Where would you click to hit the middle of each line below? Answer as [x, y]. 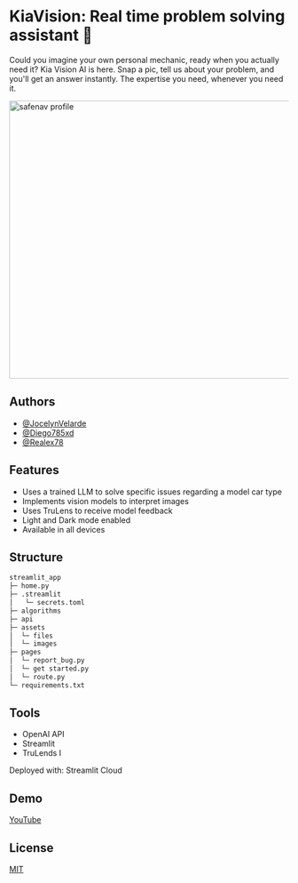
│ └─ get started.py [49, 669]
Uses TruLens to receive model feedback [97, 510]
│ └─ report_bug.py [47, 661]
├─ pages [25, 652]
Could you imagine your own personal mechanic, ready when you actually [144, 60]
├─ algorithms [35, 611]
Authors [32, 402]
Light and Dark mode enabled [76, 520]
